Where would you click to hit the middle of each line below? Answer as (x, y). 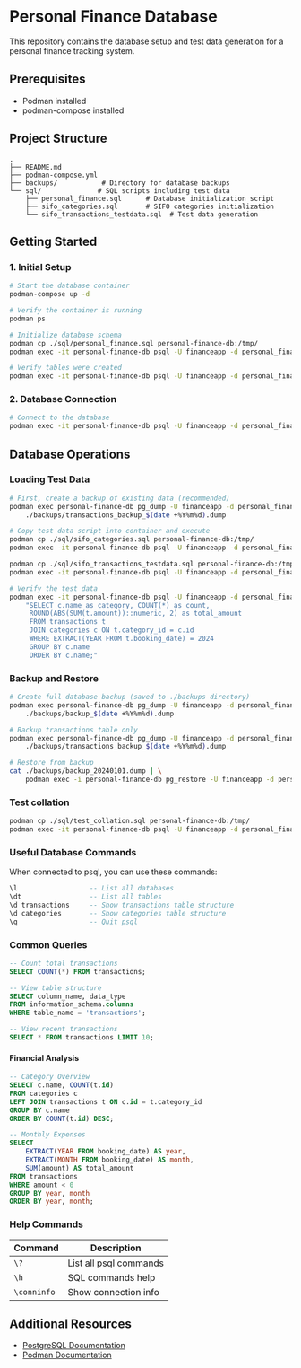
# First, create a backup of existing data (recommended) (120, 498)
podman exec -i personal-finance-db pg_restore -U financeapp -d (150, 780)
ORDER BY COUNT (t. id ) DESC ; (62, 1118)
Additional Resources (70, 1324)
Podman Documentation (67, 1355)
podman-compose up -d (50, 294)
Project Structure (58, 139)
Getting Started (53, 241)
